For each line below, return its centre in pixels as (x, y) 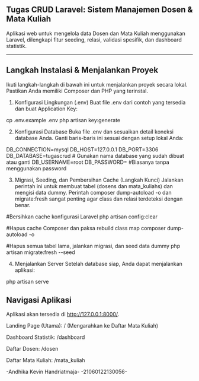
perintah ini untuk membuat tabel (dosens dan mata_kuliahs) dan (94, 186)
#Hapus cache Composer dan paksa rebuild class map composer (86, 228)
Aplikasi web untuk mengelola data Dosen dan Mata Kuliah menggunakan (96, 33)
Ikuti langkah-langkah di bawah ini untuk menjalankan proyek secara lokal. (97, 84)
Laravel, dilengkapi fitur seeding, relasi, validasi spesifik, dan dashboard (94, 39)
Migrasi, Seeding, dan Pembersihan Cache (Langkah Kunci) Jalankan (99, 180)
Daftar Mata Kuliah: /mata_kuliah (46, 360)
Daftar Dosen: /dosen (32, 349)
